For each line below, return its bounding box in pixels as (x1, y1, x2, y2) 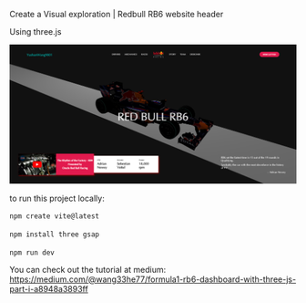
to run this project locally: (9, 193, 105, 204)
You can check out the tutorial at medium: (9, 264, 167, 275)
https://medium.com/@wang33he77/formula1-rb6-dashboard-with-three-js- (9, 274, 297, 285)
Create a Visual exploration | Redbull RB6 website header (9, 9, 224, 19)
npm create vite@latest (9, 211, 100, 221)
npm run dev (9, 247, 55, 257)
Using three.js (9, 26, 62, 37)
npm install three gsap (9, 229, 100, 239)
